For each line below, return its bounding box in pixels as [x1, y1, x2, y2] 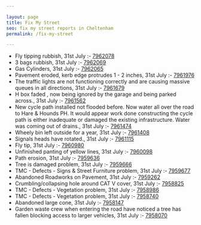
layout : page [6, 14, 39, 20]
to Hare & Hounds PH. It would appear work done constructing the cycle [14, 110, 193, 117]
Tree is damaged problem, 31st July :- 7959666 [14, 161, 132, 168]
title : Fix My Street [6, 19, 60, 26]
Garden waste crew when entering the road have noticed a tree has [14, 205, 181, 213]
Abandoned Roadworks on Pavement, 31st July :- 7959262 [14, 173, 160, 181]
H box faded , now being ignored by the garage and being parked [14, 91, 176, 98]
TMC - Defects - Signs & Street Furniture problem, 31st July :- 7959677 [14, 167, 191, 175]
